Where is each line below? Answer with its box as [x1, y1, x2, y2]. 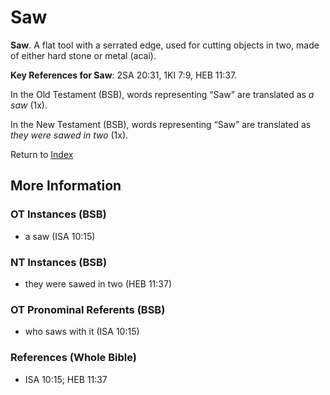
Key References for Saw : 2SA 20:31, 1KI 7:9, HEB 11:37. [10, 69, 238, 81]
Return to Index [10, 148, 74, 160]
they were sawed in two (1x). [10, 129, 129, 141]
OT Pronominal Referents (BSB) [10, 302, 166, 316]
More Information [10, 177, 122, 195]
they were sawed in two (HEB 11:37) [24, 277, 173, 290]
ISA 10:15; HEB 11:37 [24, 373, 108, 385]
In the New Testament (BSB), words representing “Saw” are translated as [10, 118, 312, 130]
